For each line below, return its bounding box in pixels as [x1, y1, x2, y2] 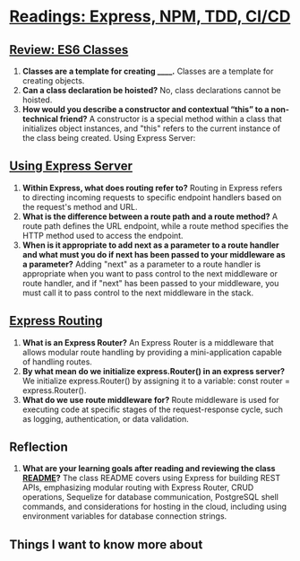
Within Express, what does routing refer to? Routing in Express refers [21, 182, 283, 193]
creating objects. [21, 75, 85, 86]
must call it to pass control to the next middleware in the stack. [21, 287, 253, 298]
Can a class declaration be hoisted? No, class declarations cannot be [21, 85, 281, 95]
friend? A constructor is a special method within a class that [59, 114, 282, 124]
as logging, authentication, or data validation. [21, 413, 190, 424]
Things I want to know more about [9, 537, 203, 552]
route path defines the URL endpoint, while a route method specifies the [21, 220, 289, 231]
